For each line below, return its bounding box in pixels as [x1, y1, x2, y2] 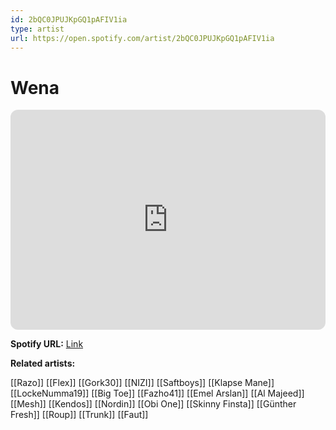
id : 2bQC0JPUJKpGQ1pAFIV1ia [10, 14, 128, 25]
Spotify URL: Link [10, 338, 84, 350]
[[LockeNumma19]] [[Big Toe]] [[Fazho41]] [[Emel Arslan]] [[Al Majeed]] [10, 387, 305, 400]
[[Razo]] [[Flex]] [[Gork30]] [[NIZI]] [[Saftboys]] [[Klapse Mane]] [10, 377, 275, 389]
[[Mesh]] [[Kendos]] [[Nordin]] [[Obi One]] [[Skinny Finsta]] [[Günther [10, 398, 297, 410]
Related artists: [10, 357, 76, 370]
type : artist [10, 24, 65, 34]
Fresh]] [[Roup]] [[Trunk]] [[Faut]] [10, 409, 149, 421]
